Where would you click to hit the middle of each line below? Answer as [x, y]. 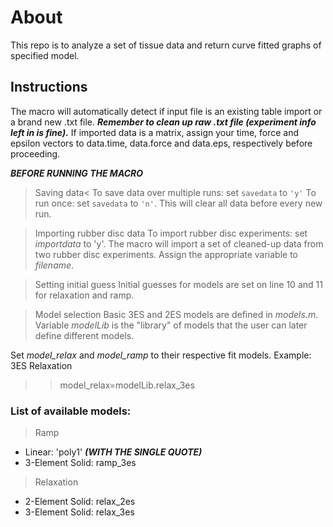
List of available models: [71, 411]
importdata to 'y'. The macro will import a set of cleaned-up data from [179, 243]
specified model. [45, 55]
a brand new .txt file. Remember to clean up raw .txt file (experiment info [163, 122]
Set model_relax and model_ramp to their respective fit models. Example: [161, 355]
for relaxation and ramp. [84, 295]
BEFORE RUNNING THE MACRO [77, 173]
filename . [54, 265]
